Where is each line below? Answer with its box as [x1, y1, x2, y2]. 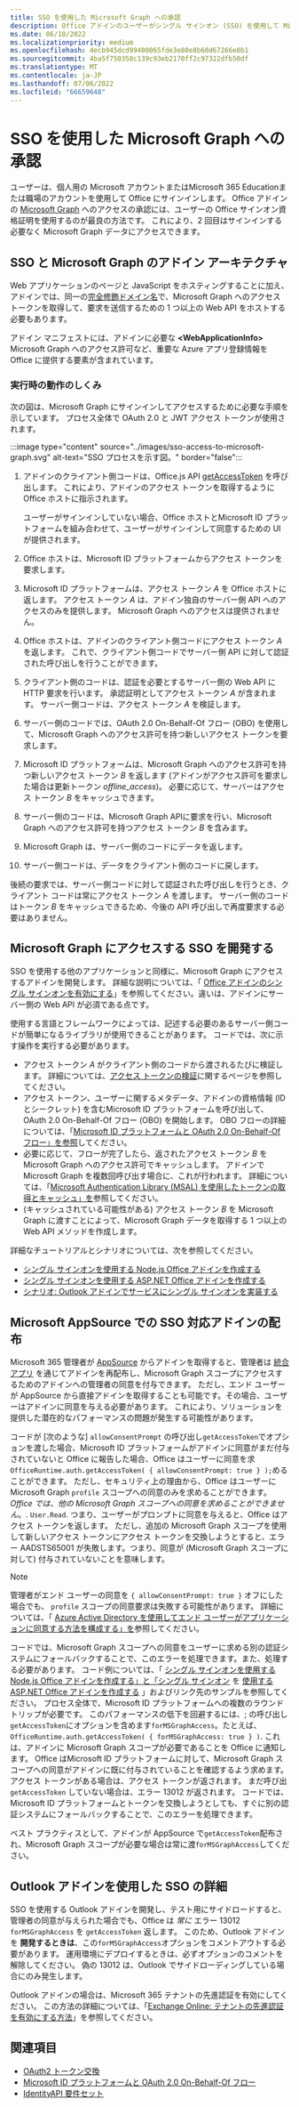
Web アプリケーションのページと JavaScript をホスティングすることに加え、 [10, 280, 289, 291]
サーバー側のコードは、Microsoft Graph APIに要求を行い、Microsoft [22, 811, 272, 821]
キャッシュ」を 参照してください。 [38, 1193, 163, 1204]
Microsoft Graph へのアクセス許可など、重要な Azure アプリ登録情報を [10, 343, 269, 354]
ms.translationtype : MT [10, 63, 98, 72]
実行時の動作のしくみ [10, 379, 102, 392]
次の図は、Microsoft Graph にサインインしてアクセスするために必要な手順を [10, 401, 289, 412]
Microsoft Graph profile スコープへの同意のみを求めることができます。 [10, 1487, 271, 1498]
